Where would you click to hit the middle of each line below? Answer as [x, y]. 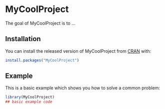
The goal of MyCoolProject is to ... [40, 23]
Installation [23, 39]
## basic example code [29, 102]
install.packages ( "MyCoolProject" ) [42, 60]
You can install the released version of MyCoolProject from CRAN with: [78, 51]
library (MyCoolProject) [30, 97]
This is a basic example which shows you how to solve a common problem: [82, 88]
